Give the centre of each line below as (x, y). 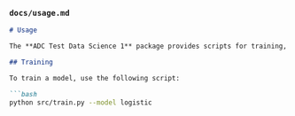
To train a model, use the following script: (94, 78)
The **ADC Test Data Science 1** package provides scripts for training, (148, 46)
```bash (23, 94)
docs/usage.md (39, 13)
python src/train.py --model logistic (81, 102)
